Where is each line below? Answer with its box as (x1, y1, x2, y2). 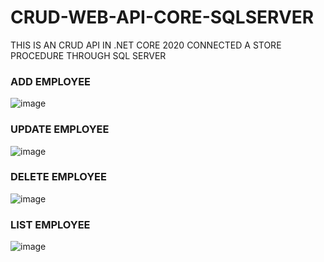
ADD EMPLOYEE (10, 74, 92, 88)
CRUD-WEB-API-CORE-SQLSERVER (10, 6, 315, 29)
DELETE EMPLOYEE (10, 170, 107, 184)
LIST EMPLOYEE (10, 217, 91, 231)
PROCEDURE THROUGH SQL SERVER (10, 49, 167, 61)
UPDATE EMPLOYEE (10, 122, 110, 136)
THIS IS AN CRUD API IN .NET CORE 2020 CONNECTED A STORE (10, 39, 282, 51)
